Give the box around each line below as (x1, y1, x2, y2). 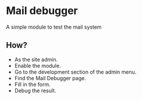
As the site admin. (14, 56, 58, 63)
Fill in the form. (14, 81, 51, 88)
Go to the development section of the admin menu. (14, 68, 137, 75)
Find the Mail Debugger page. (14, 74, 86, 81)
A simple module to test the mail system (6, 23, 102, 30)
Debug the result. (14, 87, 56, 94)
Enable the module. (14, 62, 61, 69)
